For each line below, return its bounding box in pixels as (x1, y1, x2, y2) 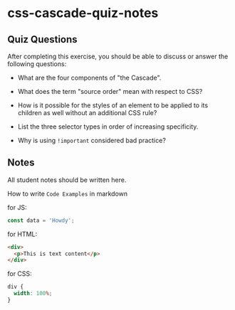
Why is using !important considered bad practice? (17, 137, 166, 144)
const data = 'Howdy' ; (7, 217, 75, 224)
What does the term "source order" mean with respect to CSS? (17, 87, 203, 95)
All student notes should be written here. (7, 176, 127, 184)
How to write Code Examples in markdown (7, 189, 128, 198)
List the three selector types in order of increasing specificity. (17, 122, 199, 131)
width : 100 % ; (14, 290, 53, 297)
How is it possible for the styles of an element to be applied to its (17, 101, 209, 109)
